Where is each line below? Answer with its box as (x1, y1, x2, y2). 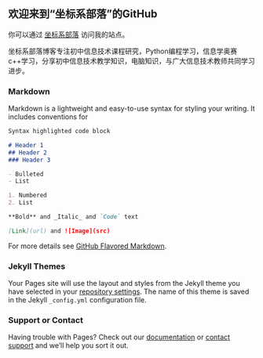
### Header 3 (8, 156, 51, 164)
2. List (8, 199, 34, 207)
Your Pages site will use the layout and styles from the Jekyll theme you (8, 279, 241, 288)
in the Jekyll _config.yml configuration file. (8, 295, 147, 305)
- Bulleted (8, 170, 44, 178)
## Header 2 (8, 148, 47, 157)
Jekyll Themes (8, 261, 66, 272)
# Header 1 (8, 141, 44, 149)
